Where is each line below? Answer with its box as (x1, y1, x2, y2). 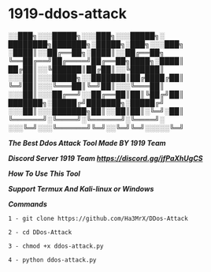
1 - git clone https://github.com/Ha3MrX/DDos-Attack (8, 214, 189, 222)
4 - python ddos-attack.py (8, 255, 97, 264)
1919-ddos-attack (8, 5, 128, 23)
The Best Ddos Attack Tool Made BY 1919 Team (8, 138, 167, 147)
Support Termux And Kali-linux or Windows (8, 184, 154, 193)
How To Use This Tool (8, 169, 81, 178)
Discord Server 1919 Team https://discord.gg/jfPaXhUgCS (8, 153, 203, 162)
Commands (8, 199, 47, 209)
